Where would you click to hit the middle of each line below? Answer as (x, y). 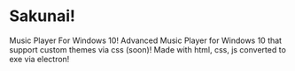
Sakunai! (42, 16)
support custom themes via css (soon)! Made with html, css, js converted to (147, 49)
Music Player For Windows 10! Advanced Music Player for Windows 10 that (145, 40)
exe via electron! (39, 59)
